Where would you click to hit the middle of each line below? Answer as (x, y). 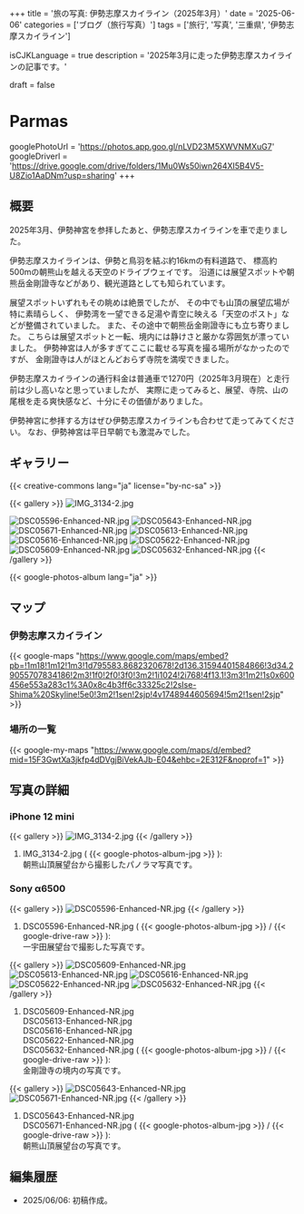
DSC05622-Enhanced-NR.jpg (78, 1040)
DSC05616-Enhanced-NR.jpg (78, 1030)
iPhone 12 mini (42, 817)
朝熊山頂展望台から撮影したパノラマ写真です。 (110, 865)
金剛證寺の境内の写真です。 (74, 1070)
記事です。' (46, 67)
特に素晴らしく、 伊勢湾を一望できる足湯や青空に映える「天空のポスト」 (146, 313)
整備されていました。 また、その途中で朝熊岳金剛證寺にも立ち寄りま (153, 325)
